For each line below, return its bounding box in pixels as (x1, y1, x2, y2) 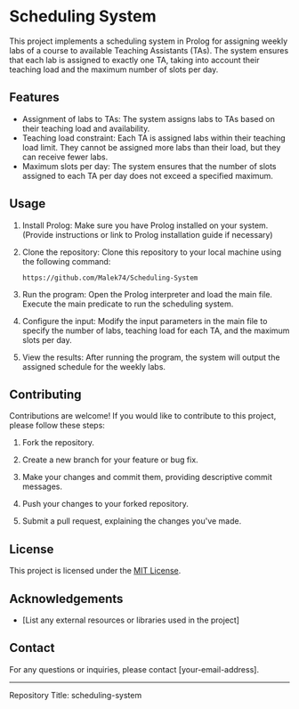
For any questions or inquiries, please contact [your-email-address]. (9, 664, 260, 674)
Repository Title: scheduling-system (9, 689, 142, 700)
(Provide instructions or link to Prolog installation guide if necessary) (21, 229, 273, 240)
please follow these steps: (9, 420, 105, 431)
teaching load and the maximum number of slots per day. (9, 64, 219, 75)
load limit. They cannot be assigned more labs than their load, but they (21, 142, 281, 152)
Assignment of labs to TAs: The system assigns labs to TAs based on (21, 113, 276, 124)
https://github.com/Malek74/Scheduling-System (21, 273, 198, 282)
